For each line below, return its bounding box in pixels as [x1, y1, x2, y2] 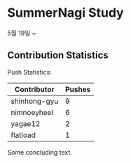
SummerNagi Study [7, 5, 124, 21]
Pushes [65, 84, 91, 94]
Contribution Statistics [7, 49, 109, 61]
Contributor [14, 84, 55, 94]
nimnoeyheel [11, 107, 54, 117]
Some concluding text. [7, 148, 72, 156]
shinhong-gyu [11, 96, 59, 106]
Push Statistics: [7, 68, 53, 76]
